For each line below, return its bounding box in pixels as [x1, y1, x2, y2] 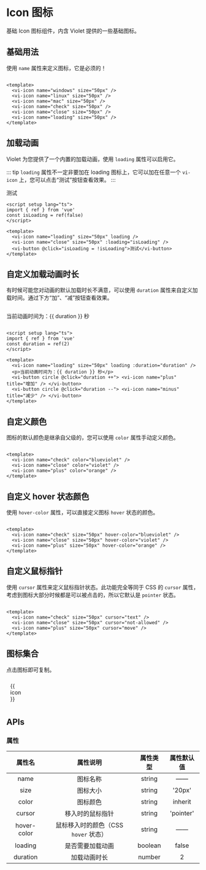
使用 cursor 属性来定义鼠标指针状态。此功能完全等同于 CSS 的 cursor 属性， [6, 583, 199, 590]
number [137, 853, 161, 861]
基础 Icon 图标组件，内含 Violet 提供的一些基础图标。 [6, 27, 140, 34]
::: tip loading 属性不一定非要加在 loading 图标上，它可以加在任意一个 [6, 168, 181, 176]
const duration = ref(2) [6, 341, 70, 347]
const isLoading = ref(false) [6, 212, 84, 218]
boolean [137, 841, 161, 850]
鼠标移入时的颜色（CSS [55, 821, 124, 829]
